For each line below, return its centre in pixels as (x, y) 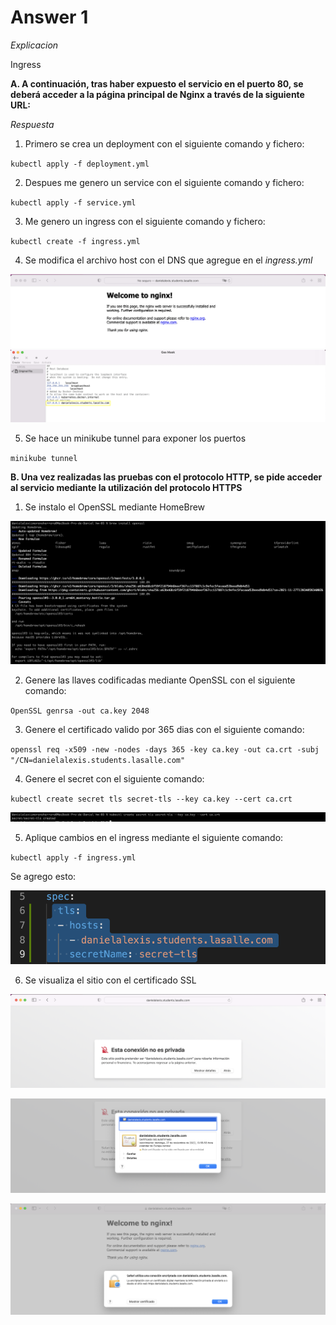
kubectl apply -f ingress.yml (73, 858)
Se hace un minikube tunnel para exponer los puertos (135, 438)
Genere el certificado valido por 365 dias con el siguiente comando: (164, 730)
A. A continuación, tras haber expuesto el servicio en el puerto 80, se (157, 83)
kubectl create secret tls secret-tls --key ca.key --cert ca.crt (151, 799)
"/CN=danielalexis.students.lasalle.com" (98, 761)
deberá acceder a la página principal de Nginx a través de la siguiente (157, 94)
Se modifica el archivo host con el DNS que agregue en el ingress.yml (168, 260)
